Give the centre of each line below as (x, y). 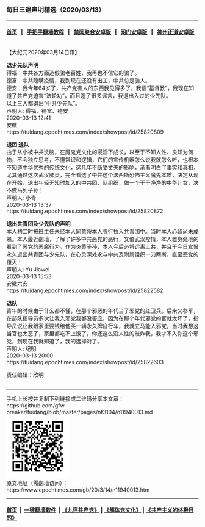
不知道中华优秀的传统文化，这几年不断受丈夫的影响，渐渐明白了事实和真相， (103, 167)
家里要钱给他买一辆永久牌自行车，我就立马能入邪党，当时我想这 (118, 326)
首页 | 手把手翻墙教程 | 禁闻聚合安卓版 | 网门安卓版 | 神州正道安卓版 (100, 32)
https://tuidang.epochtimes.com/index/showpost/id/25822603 (85, 362)
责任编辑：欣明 (25, 375)
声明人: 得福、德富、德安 (37, 110)
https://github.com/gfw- (37, 405)
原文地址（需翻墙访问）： (37, 482)
